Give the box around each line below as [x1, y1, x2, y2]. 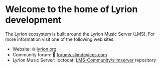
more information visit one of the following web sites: [5, 36, 115, 42]
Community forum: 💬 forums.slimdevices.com [12, 51, 107, 57]
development [5, 14, 62, 26]
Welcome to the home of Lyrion [5, 4, 138, 15]
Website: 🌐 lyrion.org [12, 46, 57, 52]
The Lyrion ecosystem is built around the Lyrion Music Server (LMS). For [5, 31, 155, 37]
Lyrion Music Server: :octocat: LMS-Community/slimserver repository [12, 57, 156, 63]
